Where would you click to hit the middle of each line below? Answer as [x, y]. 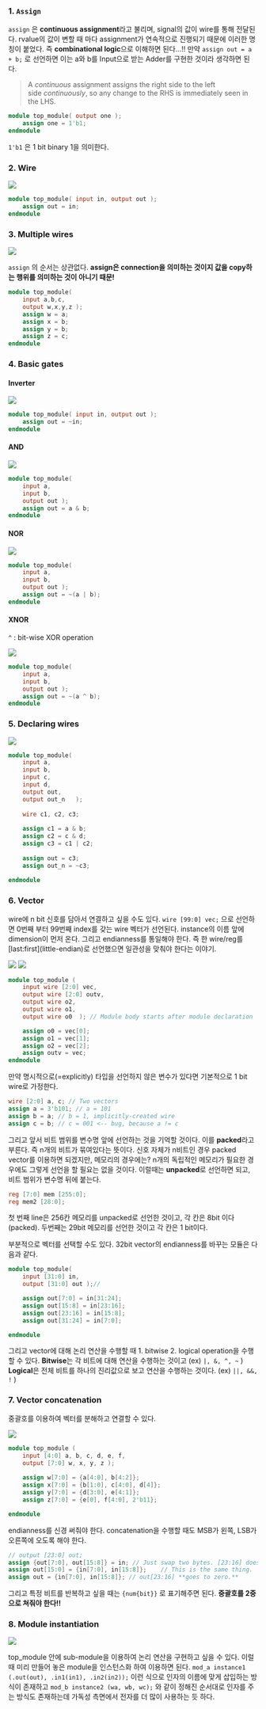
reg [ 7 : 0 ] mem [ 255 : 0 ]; [47, 1194]
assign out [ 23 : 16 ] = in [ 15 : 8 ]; [74, 1313]
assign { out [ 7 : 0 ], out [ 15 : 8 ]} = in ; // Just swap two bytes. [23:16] [125, 1562]
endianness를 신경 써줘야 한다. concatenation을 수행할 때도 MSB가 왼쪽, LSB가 [133, 1530]
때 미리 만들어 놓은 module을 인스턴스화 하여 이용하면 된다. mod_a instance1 [127, 1667]
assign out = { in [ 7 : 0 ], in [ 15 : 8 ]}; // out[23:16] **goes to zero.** [123, 1578]
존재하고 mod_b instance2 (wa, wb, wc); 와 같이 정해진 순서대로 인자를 [134, 1687]
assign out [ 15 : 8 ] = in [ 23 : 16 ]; [74, 1306]
